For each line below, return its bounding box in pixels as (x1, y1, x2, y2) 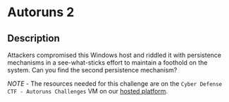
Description (7, 32, 60, 44)
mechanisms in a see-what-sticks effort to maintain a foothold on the (7, 58, 208, 67)
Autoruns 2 (7, 4, 75, 20)
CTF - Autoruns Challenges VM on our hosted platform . (7, 87, 168, 95)
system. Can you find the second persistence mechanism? (7, 66, 178, 74)
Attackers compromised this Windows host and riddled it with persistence (7, 51, 222, 59)
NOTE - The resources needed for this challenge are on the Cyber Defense (7, 79, 223, 88)
